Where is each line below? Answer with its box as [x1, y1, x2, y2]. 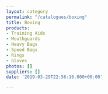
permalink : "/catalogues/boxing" [6, 14, 88, 20]
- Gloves [6, 58, 27, 63]
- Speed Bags [6, 47, 38, 53]
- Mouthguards [6, 36, 41, 42]
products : [6, 25, 30, 31]
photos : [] [6, 63, 33, 69]
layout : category [6, 8, 48, 15]
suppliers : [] [6, 69, 41, 75]
